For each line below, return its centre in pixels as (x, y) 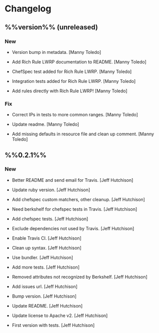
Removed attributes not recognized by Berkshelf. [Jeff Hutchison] (80, 277)
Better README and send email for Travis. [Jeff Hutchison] (72, 180)
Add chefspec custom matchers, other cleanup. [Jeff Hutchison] (78, 199)
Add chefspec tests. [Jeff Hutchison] (50, 219)
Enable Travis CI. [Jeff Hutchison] (47, 238)
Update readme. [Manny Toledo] (45, 124)
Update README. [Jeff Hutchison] (47, 306)
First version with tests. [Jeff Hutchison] (53, 325)
